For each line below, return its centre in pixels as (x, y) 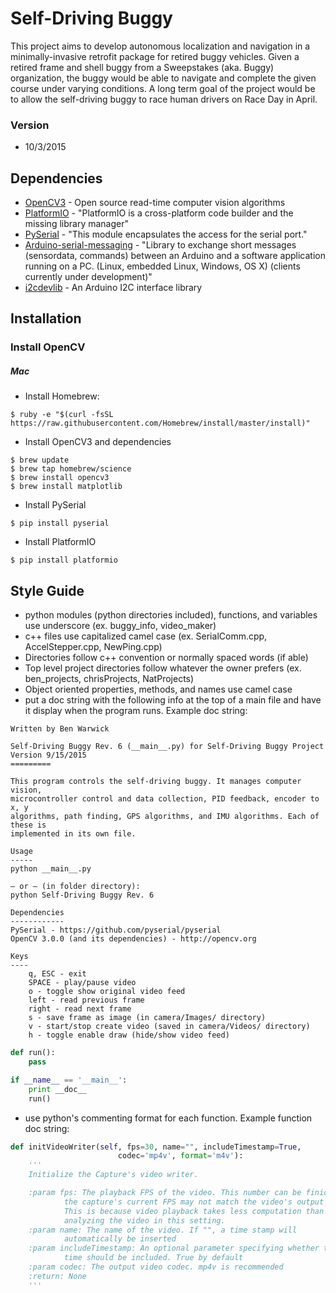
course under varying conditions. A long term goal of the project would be (163, 88)
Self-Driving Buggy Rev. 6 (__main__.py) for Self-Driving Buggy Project (167, 747)
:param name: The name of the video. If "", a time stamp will (163, 1230)
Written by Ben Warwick (60, 729)
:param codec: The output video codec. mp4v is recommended (156, 1267)
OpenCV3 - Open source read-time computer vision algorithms (155, 203)
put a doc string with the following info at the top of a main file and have (173, 700)
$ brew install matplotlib (66, 487)
